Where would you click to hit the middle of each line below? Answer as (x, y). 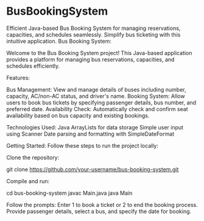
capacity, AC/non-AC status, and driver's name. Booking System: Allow (96, 96)
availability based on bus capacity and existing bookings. (78, 115)
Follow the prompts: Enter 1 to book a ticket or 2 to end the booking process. (102, 205)
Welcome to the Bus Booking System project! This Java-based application (99, 53)
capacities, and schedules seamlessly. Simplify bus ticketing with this (93, 34)
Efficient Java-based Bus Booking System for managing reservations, (93, 28)
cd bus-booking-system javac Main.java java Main (69, 193)
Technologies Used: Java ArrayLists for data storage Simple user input (95, 127)
